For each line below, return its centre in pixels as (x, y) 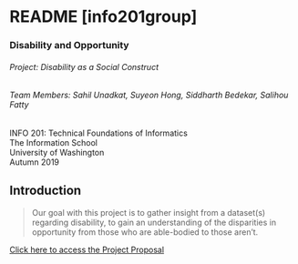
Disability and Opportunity (69, 46)
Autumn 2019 (35, 162)
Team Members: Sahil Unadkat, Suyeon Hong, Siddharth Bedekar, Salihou (149, 95)
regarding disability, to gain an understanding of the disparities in (154, 222)
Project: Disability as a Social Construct (84, 66)
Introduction (46, 191)
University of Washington (57, 152)
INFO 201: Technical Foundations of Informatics (99, 133)
